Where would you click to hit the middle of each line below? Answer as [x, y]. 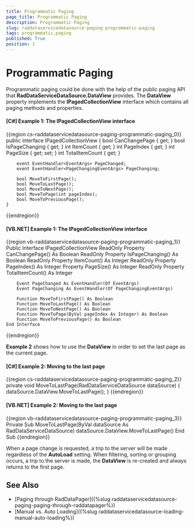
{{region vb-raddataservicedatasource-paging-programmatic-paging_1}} [93, 242]
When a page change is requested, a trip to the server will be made [87, 448]
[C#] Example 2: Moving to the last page [56, 366]
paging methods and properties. [45, 108]
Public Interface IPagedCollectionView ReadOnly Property [75, 248]
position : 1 [20, 44]
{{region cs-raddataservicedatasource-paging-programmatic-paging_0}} [94, 135]
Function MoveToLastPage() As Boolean [64, 304]
